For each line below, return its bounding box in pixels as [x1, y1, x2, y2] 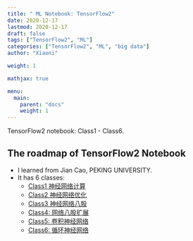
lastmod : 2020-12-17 [7, 23, 68, 30]
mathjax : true [7, 75, 49, 82]
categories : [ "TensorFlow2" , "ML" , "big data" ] [7, 43, 150, 50]
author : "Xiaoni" [7, 50, 58, 57]
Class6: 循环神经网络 [27, 225, 89, 234]
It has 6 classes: [17, 173, 65, 182]
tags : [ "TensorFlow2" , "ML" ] [7, 37, 93, 44]
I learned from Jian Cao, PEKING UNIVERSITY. [17, 166, 153, 174]
